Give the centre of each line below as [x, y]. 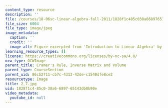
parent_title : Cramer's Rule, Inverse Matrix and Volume [66, 65]
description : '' [22, 14]
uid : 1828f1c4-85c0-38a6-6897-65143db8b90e [51, 88]
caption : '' [22, 38]
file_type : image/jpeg [29, 28]
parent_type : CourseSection [34, 70]
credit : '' [21, 42]
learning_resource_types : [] [35, 51]
